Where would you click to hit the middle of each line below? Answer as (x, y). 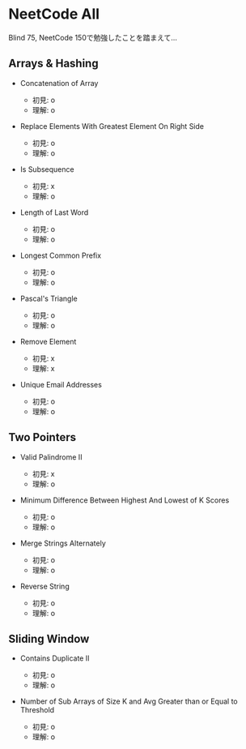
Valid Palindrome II (51, 457)
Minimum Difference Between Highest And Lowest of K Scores (125, 500)
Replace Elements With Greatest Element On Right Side (112, 126)
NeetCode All (54, 14)
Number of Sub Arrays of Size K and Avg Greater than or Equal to (129, 701)
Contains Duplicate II (55, 658)
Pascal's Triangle (49, 298)
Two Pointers (42, 437)
